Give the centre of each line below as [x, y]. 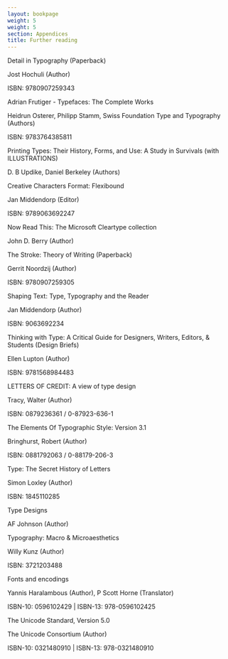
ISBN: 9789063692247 [41, 213]
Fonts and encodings [38, 579]
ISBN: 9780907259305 [41, 282]
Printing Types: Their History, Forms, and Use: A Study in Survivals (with [113, 151]
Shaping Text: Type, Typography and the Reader [78, 296]
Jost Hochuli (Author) [39, 75]
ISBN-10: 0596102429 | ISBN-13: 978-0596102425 [82, 607]
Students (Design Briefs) [43, 345]
